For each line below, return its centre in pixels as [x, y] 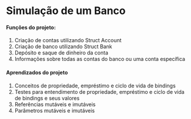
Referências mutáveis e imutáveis [55, 104]
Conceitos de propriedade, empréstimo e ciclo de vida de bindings [95, 86]
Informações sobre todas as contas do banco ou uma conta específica [100, 59]
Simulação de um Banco [66, 11]
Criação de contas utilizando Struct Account [68, 40]
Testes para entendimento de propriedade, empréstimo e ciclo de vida [99, 91]
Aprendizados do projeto [37, 72]
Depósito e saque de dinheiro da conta [61, 53]
